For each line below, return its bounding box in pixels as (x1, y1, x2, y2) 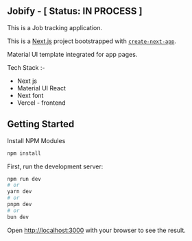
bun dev (7, 214, 29, 220)
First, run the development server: (7, 162, 104, 170)
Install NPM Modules (7, 136, 66, 144)
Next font (16, 91, 44, 99)
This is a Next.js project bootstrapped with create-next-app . (7, 37, 177, 45)
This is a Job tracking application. (7, 23, 103, 31)
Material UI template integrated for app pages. (7, 50, 138, 58)
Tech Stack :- (7, 63, 45, 71)
